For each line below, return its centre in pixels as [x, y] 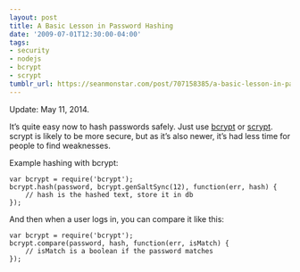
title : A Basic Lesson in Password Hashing [92, 26]
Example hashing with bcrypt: [64, 162]
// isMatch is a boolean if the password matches [120, 251]
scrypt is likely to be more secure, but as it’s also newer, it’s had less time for [150, 136]
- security [29, 51]
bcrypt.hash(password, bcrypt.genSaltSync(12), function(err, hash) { [143, 187]
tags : [19, 42]
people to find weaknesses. [60, 145]
